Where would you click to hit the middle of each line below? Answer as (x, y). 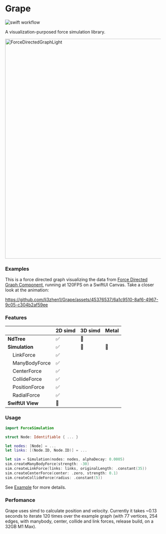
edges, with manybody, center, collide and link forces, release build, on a (80, 521)
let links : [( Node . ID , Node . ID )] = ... (46, 451)
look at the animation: (27, 290)
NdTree (17, 339)
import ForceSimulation (30, 428)
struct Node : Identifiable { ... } (42, 437)
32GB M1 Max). (21, 526)
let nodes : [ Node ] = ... (31, 446)
